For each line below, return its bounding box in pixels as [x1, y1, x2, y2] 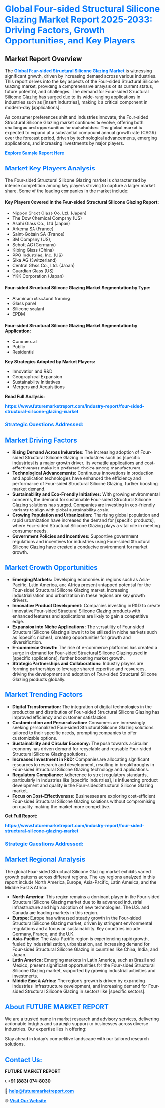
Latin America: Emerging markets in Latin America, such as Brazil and [12, 957, 155, 963]
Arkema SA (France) [12, 226, 54, 232]
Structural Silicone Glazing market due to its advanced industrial [12, 899, 143, 905]
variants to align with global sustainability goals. [12, 507, 110, 513]
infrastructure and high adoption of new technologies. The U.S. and [12, 904, 149, 910]
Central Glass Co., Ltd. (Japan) [12, 263, 75, 269]
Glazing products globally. [12, 676, 66, 682]
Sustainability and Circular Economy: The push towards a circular [12, 740, 148, 746]
